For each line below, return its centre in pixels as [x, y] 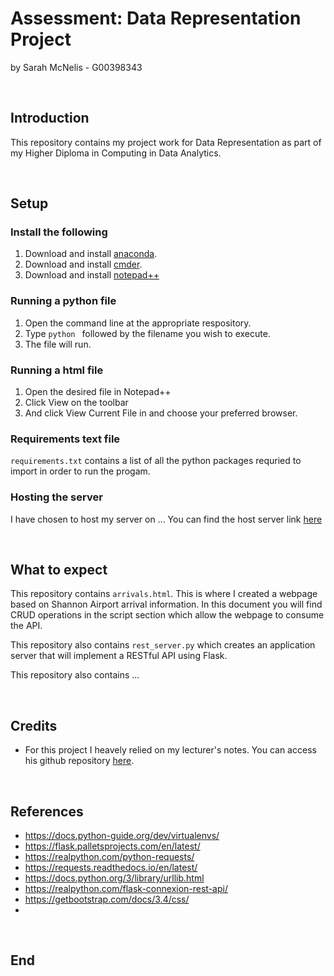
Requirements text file [65, 439]
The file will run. [58, 344]
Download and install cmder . [83, 264]
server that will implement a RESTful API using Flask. [119, 656]
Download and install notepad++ [92, 275]
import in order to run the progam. [80, 471]
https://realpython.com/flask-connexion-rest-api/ [126, 889]
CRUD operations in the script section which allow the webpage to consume [167, 615]
